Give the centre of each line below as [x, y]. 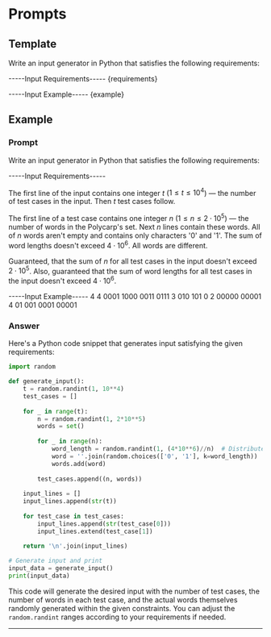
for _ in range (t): [56, 411]
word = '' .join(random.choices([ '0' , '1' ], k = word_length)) [154, 456]
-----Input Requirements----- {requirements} [83, 79]
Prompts [38, 14]
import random [32, 367]
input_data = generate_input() [61, 568]
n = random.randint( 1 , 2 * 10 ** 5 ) [92, 419]
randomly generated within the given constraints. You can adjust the [122, 608]
